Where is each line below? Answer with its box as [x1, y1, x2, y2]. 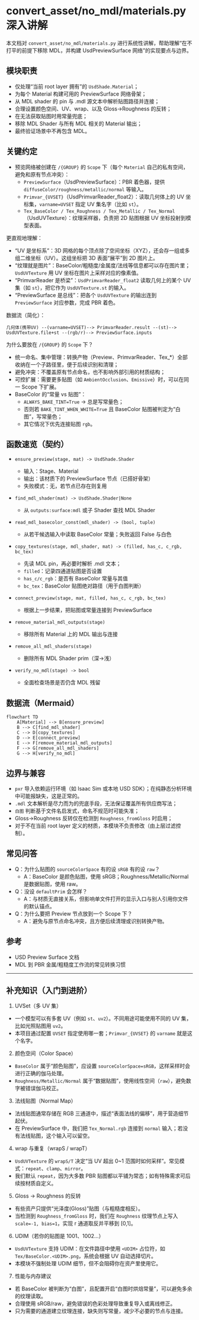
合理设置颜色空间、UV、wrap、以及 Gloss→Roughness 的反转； [14, 105, 172, 112]
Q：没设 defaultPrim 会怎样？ [14, 888, 88, 895]
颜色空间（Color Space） [14, 1050, 77, 1057]
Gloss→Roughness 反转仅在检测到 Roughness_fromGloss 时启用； [14, 815, 173, 822]
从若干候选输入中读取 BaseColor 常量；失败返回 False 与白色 [23, 530, 172, 538]
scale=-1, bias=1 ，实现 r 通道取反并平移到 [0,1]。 [14, 1220, 136, 1227]
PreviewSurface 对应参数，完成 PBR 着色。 [14, 299, 118, 306]
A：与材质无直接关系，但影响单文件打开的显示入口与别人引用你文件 [23, 895, 188, 902]
